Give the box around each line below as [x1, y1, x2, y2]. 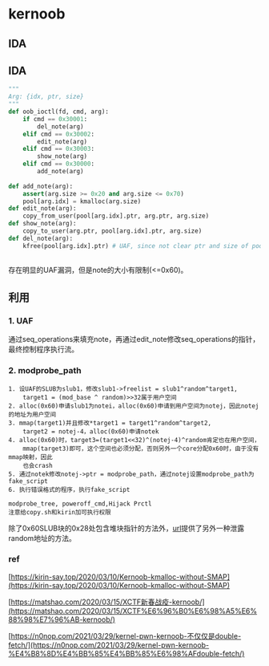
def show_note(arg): [8, 220, 78, 228]
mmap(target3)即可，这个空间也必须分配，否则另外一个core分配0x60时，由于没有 [22, 445, 259, 453]
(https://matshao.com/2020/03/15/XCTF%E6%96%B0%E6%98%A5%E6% [8, 606, 258, 615]
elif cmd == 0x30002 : [22, 130, 94, 138]
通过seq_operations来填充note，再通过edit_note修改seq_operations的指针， [8, 335, 260, 344]
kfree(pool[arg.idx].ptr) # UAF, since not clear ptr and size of [22, 242, 249, 250]
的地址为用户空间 [8, 410, 57, 418]
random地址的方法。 [8, 533, 76, 542]
